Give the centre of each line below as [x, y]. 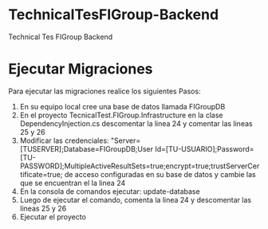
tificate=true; [41, 174]
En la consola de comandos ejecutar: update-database [110, 191]
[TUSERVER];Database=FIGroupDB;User [87, 148]
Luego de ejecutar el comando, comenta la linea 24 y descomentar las [136, 199]
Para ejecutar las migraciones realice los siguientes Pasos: [104, 91]
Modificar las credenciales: [64, 140]
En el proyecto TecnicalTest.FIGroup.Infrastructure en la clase [121, 115]
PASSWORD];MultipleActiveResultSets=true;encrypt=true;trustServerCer [140, 166]
